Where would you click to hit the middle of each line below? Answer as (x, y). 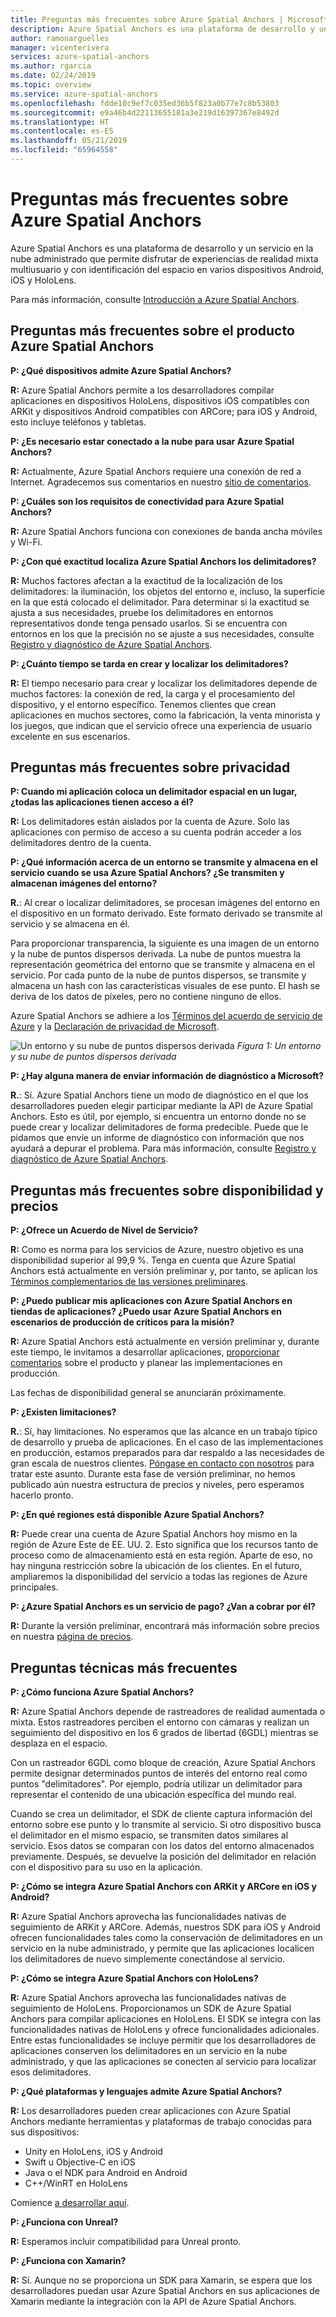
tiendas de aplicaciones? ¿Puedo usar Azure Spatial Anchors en (146, 1312)
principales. (34, 1587)
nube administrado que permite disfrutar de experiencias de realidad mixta (164, 258)
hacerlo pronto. (42, 1495)
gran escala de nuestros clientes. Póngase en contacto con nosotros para (162, 1463)
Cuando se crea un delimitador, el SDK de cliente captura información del (161, 1814)
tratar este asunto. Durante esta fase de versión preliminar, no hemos (153, 1474)
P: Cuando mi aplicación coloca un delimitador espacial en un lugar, (154, 792)
